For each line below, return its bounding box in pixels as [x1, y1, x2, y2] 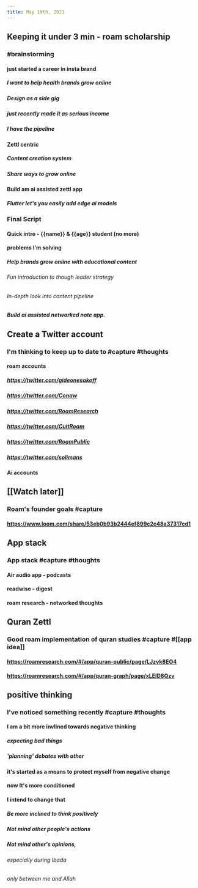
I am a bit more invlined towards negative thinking [7, 723, 136, 730]
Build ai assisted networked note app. [7, 311, 106, 318]
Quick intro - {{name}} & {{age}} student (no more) [7, 230, 139, 237]
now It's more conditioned [7, 782, 75, 789]
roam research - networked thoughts [7, 600, 103, 607]
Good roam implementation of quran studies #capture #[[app [7, 635, 192, 644]
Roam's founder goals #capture [7, 505, 103, 513]
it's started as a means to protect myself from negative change [7, 768, 170, 775]
